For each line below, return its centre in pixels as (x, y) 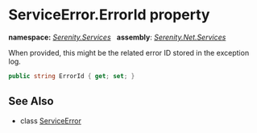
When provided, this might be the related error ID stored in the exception (129, 52)
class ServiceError (51, 121)
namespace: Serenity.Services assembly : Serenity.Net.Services (117, 37)
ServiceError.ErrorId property (109, 15)
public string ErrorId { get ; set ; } (72, 76)
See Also (31, 101)
